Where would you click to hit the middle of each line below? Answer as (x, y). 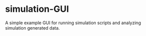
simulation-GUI (37, 9)
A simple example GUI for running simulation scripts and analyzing (73, 23)
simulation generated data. (33, 28)
